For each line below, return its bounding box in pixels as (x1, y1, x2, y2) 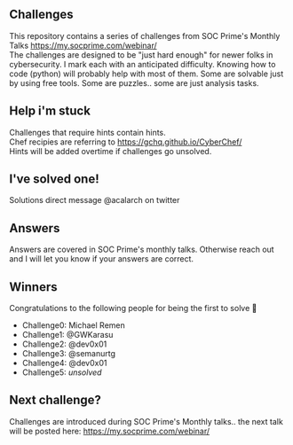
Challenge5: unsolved (21, 367, 102, 378)
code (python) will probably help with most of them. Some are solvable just (9, 68, 284, 79)
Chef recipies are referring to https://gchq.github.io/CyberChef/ (9, 137, 242, 147)
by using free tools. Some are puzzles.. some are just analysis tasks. (9, 77, 259, 88)
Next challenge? (9, 393, 102, 408)
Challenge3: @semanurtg (21, 348, 116, 359)
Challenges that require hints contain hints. (9, 127, 166, 137)
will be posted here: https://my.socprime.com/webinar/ (9, 425, 210, 436)
